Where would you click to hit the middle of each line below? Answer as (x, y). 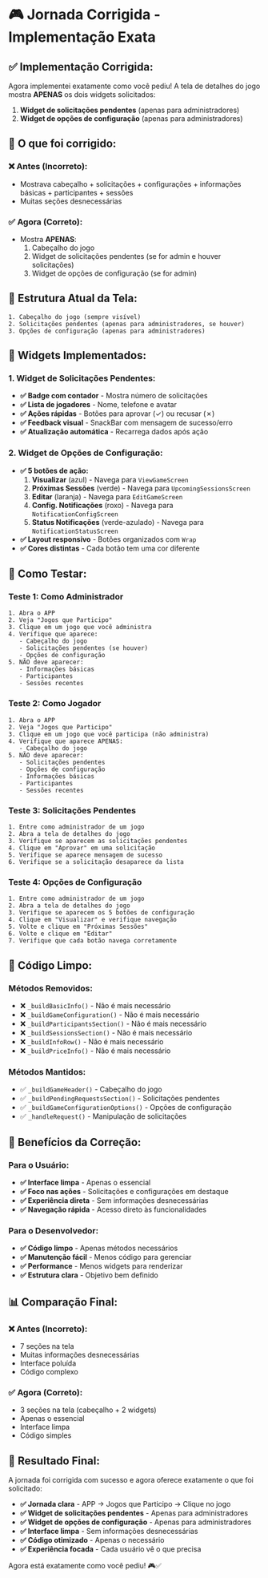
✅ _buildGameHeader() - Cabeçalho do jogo (91, 1089)
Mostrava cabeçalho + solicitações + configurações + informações (130, 184)
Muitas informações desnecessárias (80, 1355)
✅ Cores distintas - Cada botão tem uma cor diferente (110, 548)
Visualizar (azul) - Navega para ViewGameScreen (110, 479)
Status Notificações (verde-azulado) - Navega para (118, 522)
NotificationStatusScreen (75, 531)
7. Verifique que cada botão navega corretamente (93, 941)
